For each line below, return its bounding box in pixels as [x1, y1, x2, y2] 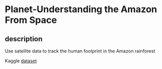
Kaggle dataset [5, 58, 37, 64]
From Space [5, 14, 57, 26]
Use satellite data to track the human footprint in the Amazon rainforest [5, 48, 155, 54]
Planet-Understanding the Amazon [5, 4, 157, 15]
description [5, 34, 43, 43]
